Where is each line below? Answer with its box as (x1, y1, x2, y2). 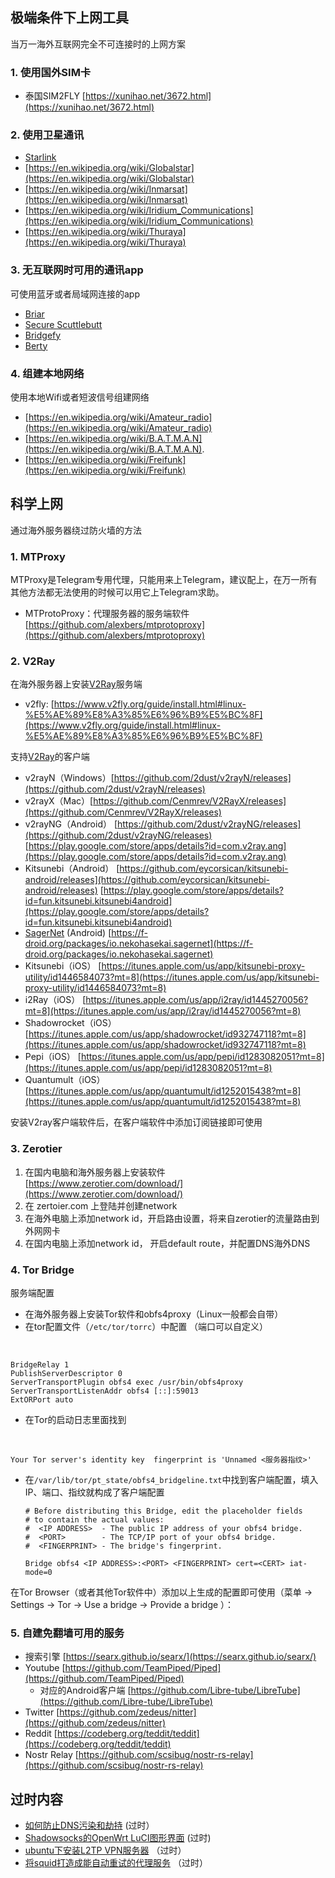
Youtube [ (24, 1662, 66, 1674)
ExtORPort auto (10, 1395, 74, 1405)
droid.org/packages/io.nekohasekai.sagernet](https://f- (24, 938, 254, 950)
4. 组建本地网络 (10, 366, 85, 380)
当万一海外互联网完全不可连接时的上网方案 (10, 38, 186, 50)
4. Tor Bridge (10, 1263, 75, 1277)
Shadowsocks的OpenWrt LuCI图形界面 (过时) (24, 1832, 212, 1844)
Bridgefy (24, 329, 62, 341)
